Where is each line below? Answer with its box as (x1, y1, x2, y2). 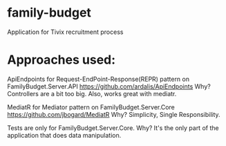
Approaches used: (7, 52, 116, 68)
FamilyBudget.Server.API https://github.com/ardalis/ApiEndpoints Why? (7, 82, 211, 91)
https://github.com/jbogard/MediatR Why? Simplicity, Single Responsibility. (7, 110, 220, 118)
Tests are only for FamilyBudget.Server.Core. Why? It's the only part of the (7, 123, 219, 132)
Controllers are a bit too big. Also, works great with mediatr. (7, 89, 177, 98)
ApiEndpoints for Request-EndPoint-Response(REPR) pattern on (7, 75, 190, 83)
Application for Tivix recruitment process (7, 28, 124, 36)
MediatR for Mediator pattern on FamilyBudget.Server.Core (7, 102, 175, 111)
